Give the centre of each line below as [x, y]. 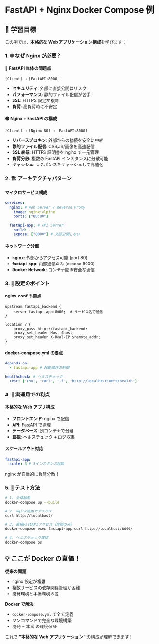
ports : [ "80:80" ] [31, 216]
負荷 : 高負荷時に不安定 [34, 107]
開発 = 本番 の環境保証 [34, 626]
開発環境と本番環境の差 [35, 594]
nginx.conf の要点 [23, 296]
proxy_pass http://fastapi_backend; [51, 329]
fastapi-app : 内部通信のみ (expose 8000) [53, 264]
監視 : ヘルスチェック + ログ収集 [43, 437]
